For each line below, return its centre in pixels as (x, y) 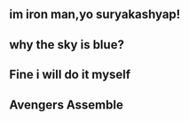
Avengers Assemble (67, 105)
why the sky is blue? (67, 45)
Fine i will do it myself (70, 75)
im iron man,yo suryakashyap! (95, 15)
